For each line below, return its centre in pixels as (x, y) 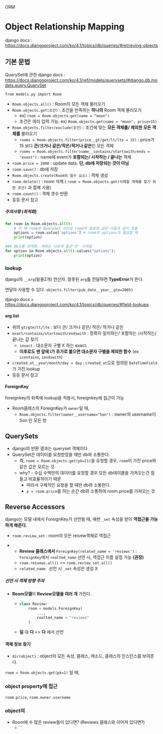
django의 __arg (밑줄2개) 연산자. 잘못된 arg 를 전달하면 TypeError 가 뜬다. (74, 279)
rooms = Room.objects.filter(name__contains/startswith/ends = (85, 151)
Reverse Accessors (35, 507)
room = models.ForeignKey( (56, 608)
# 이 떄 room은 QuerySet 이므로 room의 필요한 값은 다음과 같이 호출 (76, 228)
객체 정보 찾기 (18, 644)
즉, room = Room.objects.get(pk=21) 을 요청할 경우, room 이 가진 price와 (88, 461)
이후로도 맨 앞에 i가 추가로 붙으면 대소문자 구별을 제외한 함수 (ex (79, 352)
